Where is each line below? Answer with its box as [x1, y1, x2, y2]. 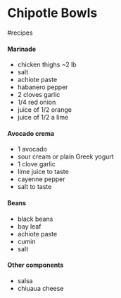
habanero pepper [17, 83, 68, 91]
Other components [7, 260, 64, 270]
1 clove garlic [17, 160, 56, 168]
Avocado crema [7, 129, 55, 137]
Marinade [7, 45, 37, 53]
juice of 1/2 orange [17, 105, 72, 114]
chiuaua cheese [17, 284, 64, 292]
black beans [17, 214, 53, 223]
